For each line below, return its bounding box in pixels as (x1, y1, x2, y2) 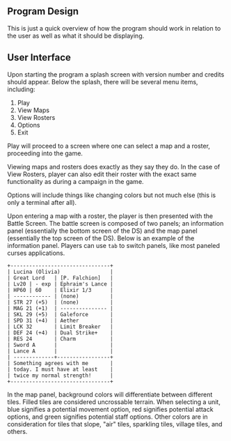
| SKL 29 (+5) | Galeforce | (7, 311, 113, 318)
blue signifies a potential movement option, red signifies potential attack (7, 405, 214, 413)
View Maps (17, 106, 50, 114)
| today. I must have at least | (7, 366, 113, 373)
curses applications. (7, 249, 65, 257)
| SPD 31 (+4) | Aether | (7, 317, 113, 324)
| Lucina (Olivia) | (7, 268, 113, 275)
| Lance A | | (7, 348, 113, 355)
